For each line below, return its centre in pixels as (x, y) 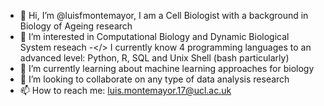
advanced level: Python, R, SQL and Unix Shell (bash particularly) (154, 58)
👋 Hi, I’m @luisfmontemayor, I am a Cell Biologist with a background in (164, 15)
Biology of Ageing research (76, 26)
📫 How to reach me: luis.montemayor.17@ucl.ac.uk (125, 90)
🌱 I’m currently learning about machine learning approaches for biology (167, 68)
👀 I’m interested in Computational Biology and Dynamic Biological (154, 36)
